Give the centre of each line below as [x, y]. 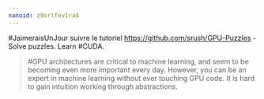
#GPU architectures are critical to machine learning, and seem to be [138, 61]
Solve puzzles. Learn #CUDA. [57, 46]
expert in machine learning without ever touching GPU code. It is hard [141, 78]
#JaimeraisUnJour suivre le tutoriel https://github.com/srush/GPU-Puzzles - [132, 38]
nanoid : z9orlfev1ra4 [44, 15]
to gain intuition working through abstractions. [103, 86]
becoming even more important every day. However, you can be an [137, 70]
